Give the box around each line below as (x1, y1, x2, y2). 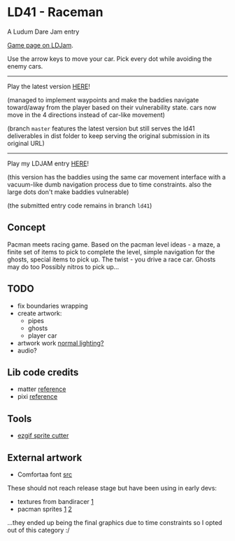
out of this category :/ (7, 526, 70, 534)
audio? (17, 346, 37, 355)
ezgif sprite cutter (17, 432, 69, 440)
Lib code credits (7, 366, 79, 378)
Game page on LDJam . (7, 41, 73, 49)
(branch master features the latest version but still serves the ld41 (7, 124, 195, 132)
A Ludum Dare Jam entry (7, 27, 80, 36)
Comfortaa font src (17, 470, 73, 479)
